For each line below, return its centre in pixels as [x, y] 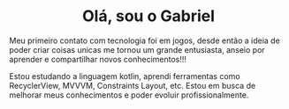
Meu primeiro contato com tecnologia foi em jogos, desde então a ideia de [144, 40]
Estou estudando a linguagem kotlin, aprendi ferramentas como [125, 76]
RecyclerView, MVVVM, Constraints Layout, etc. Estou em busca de [133, 85]
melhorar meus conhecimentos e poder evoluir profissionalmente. [129, 95]
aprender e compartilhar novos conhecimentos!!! [98, 59]
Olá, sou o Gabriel [148, 16]
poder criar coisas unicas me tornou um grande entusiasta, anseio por [137, 49]
